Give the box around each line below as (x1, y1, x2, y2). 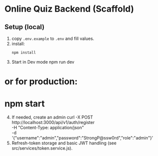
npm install (11, 50, 36, 55)
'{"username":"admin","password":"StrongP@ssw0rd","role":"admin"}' (11, 135, 154, 140)
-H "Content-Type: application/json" (11, 125, 84, 130)
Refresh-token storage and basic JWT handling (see (11, 140, 117, 146)
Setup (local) (4, 23, 45, 31)
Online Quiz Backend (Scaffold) (4, 3, 134, 15)
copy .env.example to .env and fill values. (11, 35, 94, 41)
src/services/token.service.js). (11, 145, 73, 151)
